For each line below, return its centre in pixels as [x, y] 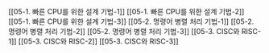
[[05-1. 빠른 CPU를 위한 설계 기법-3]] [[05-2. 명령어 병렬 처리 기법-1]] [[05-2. [131, 21]
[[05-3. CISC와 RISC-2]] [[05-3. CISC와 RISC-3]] [98, 41]
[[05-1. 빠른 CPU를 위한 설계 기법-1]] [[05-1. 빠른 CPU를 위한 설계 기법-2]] [126, 11]
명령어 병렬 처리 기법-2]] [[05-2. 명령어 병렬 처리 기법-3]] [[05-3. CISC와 [124, 31]
